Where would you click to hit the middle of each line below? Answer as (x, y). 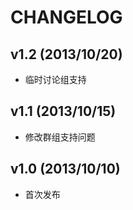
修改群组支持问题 (60, 137)
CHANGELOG (66, 17)
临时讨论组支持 (55, 79)
